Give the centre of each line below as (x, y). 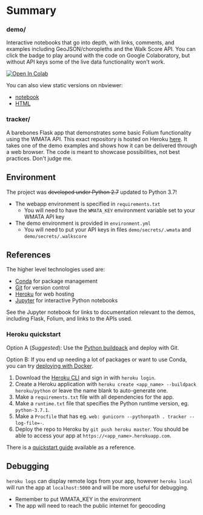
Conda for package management (56, 281)
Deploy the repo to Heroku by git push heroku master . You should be (102, 429)
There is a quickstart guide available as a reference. (71, 447)
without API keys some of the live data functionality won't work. (86, 62)
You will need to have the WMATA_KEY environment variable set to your (110, 210)
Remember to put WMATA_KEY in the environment (78, 499)
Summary (31, 11)
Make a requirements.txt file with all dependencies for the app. (95, 397)
